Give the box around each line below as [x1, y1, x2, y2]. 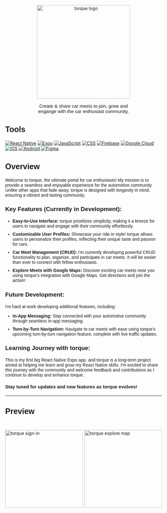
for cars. [12, 241, 29, 247]
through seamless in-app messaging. [12, 318, 84, 324]
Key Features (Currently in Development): [5, 205, 122, 213]
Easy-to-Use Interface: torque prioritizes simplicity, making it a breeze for [12, 218, 155, 224]
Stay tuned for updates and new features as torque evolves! [5, 384, 138, 390]
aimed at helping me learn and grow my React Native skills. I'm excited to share [5, 362, 159, 368]
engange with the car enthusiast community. [38, 108, 129, 114]
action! [12, 278, 26, 283]
